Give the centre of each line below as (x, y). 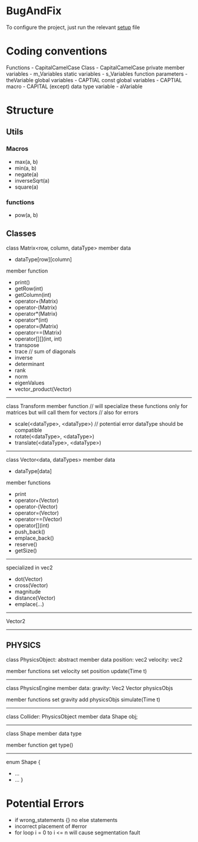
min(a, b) (26, 168)
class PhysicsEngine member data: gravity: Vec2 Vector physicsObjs (90, 688)
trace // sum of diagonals (45, 351)
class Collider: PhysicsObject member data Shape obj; (72, 716)
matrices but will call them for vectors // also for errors (72, 412)
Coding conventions (57, 51)
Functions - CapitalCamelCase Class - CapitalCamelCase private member (95, 67)
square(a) (27, 187)
